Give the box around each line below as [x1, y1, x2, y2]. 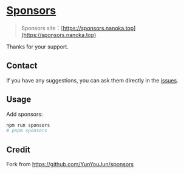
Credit [6, 144, 30, 155]
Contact [6, 61, 38, 71]
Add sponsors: [6, 110, 43, 118]
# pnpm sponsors [6, 128, 47, 134]
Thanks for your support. [6, 43, 69, 50]
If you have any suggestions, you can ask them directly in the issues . [6, 76, 179, 84]
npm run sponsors [6, 122, 50, 128]
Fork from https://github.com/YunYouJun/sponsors [6, 161, 134, 168]
